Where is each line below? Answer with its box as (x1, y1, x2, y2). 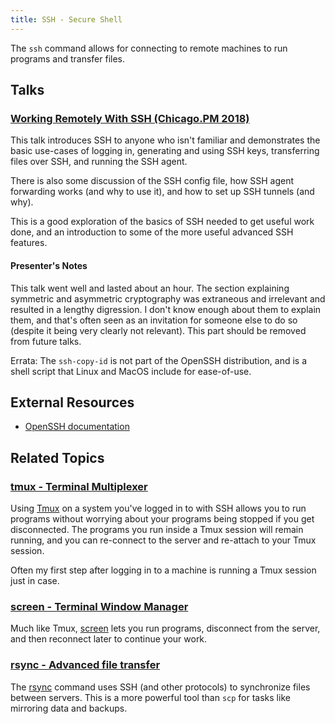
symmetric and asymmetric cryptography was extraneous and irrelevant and (10, 292, 326, 305)
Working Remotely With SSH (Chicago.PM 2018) (10, 111, 250, 125)
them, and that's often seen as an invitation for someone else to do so (10, 314, 298, 326)
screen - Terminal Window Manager (10, 599, 189, 613)
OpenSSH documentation (24, 421, 130, 433)
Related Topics (10, 449, 105, 466)
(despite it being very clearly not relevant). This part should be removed (10, 324, 307, 336)
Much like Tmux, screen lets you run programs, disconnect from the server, (10, 622, 321, 635)
